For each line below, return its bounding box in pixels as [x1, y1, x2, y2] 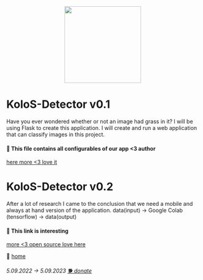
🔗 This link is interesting [6, 227, 69, 235]
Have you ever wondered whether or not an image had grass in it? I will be [6, 118, 194, 125]
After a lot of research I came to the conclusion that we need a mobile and [6, 200, 193, 208]
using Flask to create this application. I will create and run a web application [6, 124, 197, 131]
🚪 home [6, 252, 26, 260]
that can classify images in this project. [6, 131, 105, 138]
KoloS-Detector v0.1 [6, 97, 111, 112]
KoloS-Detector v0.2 [6, 180, 114, 194]
